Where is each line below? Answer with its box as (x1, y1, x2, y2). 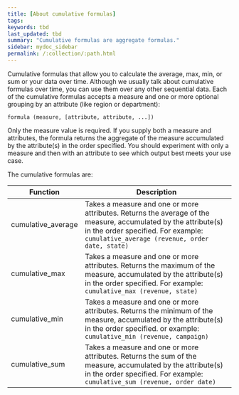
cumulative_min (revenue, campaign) (85, 332, 209, 340)
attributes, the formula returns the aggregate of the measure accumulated (7, 133, 224, 142)
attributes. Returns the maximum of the (85, 260, 216, 270)
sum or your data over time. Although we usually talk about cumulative (7, 77, 214, 85)
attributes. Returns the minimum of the (85, 305, 213, 315)
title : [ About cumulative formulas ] (7, 10, 116, 18)
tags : (7, 17, 23, 24)
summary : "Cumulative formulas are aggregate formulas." (7, 37, 180, 44)
